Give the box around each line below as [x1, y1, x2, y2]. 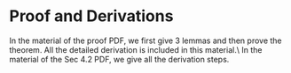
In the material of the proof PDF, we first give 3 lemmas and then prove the [9, 35, 282, 46]
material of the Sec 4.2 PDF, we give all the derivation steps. [9, 54, 230, 64]
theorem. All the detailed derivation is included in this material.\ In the [9, 44, 263, 55]
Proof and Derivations [9, 6, 174, 26]
